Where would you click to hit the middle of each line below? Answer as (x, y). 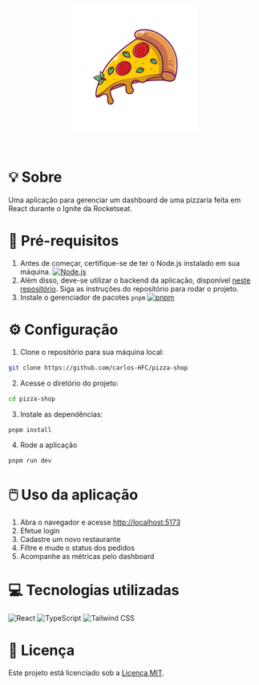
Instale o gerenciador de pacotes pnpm (83, 297)
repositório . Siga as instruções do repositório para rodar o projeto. (129, 288)
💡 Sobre (35, 177)
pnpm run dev (30, 461)
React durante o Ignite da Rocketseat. (70, 208)
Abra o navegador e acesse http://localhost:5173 (100, 522)
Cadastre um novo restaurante (70, 540)
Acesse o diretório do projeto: (69, 383)
